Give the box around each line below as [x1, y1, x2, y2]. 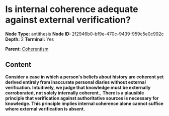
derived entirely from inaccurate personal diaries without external [5, 79, 146, 85]
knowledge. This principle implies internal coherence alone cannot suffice [5, 100, 163, 106]
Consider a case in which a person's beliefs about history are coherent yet [5, 74, 164, 80]
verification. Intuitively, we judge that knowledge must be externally [5, 84, 151, 90]
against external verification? [5, 14, 131, 26]
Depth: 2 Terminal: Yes [5, 36, 54, 42]
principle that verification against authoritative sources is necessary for [5, 95, 159, 101]
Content [5, 60, 32, 69]
